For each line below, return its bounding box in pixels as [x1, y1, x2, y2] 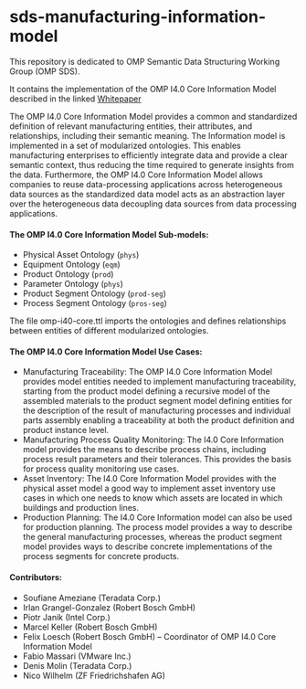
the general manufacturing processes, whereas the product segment [22, 532, 282, 543]
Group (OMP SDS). [9, 66, 80, 77]
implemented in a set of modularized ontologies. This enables [9, 140, 241, 151]
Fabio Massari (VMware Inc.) [22, 651, 132, 662]
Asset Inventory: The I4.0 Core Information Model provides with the [22, 473, 277, 484]
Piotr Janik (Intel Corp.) [22, 611, 111, 622]
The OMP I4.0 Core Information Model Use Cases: [9, 345, 203, 357]
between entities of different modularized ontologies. [9, 325, 209, 336]
